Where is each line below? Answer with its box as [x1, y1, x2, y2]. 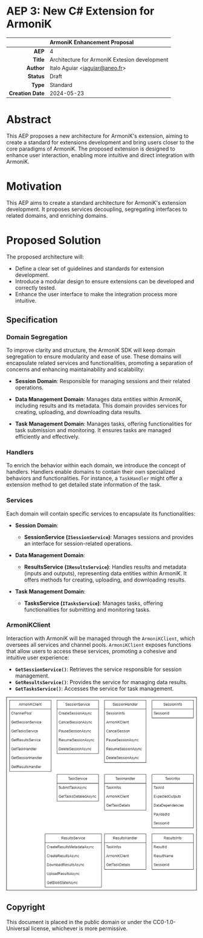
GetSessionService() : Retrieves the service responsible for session [14, 665, 182, 673]
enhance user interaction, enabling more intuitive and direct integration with [6, 152, 195, 159]
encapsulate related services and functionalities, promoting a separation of [6, 359, 193, 366]
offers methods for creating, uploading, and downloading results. [24, 576, 186, 583]
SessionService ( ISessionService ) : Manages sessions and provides [24, 533, 194, 540]
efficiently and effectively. [14, 433, 80, 440]
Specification [6, 314, 58, 325]
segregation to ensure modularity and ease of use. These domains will [6, 352, 181, 360]
